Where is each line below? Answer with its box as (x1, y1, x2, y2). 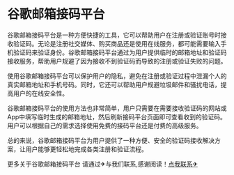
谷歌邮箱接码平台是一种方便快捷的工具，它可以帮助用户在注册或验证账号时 (7, 31, 221, 39)
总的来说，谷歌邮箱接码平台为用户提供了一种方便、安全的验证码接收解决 (7, 136, 214, 144)
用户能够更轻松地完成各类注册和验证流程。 (25, 144, 148, 153)
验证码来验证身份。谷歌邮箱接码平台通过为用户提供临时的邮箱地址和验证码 (13, 48, 227, 56)
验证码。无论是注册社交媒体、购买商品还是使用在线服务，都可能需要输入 (13, 39, 221, 47)
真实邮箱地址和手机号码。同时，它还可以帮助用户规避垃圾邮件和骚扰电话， (7, 80, 221, 89)
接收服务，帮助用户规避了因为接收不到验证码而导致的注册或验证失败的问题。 (7, 56, 227, 65)
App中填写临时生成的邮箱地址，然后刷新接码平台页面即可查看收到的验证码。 (7, 112, 226, 121)
